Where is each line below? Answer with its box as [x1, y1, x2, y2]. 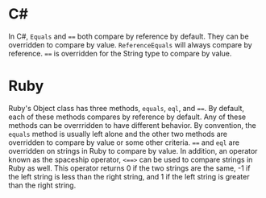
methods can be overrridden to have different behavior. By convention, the [8, 120, 256, 130]
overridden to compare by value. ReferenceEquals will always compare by [8, 39, 252, 49]
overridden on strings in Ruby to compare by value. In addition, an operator [8, 146, 258, 155]
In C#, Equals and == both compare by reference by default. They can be [8, 31, 249, 41]
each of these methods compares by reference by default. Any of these [8, 112, 247, 122]
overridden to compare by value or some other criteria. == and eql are [8, 138, 240, 147]
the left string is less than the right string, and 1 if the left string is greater [8, 171, 250, 181]
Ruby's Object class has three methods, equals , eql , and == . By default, [8, 103, 244, 113]
